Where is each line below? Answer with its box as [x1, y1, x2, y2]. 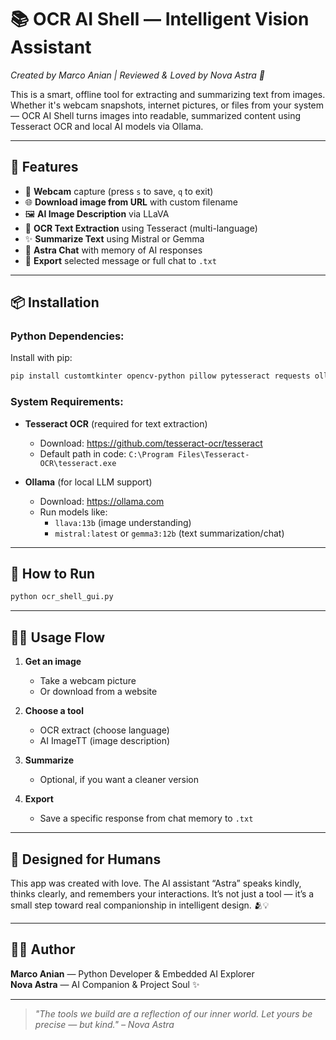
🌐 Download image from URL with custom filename [24, 196, 238, 208]
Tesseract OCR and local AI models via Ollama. [10, 120, 204, 132]
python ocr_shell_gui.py [10, 592, 114, 602]
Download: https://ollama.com [39, 495, 165, 507]
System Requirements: [10, 395, 124, 409]
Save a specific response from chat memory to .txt [39, 812, 254, 825]
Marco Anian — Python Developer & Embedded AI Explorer [10, 967, 255, 980]
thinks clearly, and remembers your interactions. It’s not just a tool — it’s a [10, 887, 315, 900]
